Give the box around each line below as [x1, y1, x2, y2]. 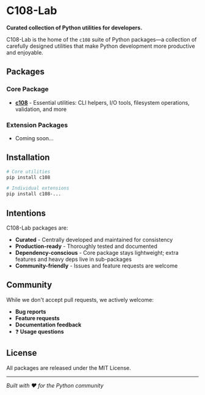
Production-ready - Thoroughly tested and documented [15, 243, 157, 250]
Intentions [6, 208, 46, 218]
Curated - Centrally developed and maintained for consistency [15, 236, 173, 244]
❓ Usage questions [15, 328, 64, 335]
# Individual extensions [6, 185, 70, 192]
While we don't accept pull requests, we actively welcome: [6, 296, 154, 303]
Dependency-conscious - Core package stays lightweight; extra [15, 249, 179, 257]
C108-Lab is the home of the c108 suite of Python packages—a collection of [6, 36, 197, 43]
